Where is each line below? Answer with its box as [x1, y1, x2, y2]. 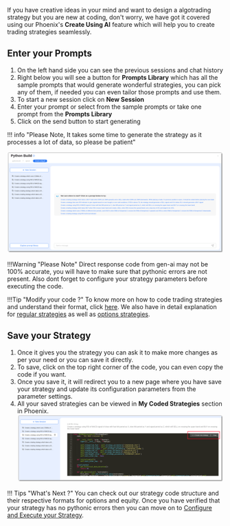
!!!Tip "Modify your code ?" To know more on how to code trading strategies [7, 295, 223, 304]
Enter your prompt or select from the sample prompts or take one [16, 103, 202, 111]
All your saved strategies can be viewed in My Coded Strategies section [16, 399, 223, 408]
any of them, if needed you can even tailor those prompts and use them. [16, 87, 222, 96]
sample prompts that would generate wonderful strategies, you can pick [16, 81, 221, 89]
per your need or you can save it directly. [16, 355, 134, 364]
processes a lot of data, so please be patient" [7, 138, 136, 146]
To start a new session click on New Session [16, 95, 145, 103]
